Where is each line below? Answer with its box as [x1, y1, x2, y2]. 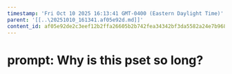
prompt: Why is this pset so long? [7, 52, 204, 68]
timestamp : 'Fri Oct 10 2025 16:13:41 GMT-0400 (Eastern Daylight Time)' [7, 10, 224, 17]
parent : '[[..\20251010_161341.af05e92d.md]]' [7, 16, 144, 23]
